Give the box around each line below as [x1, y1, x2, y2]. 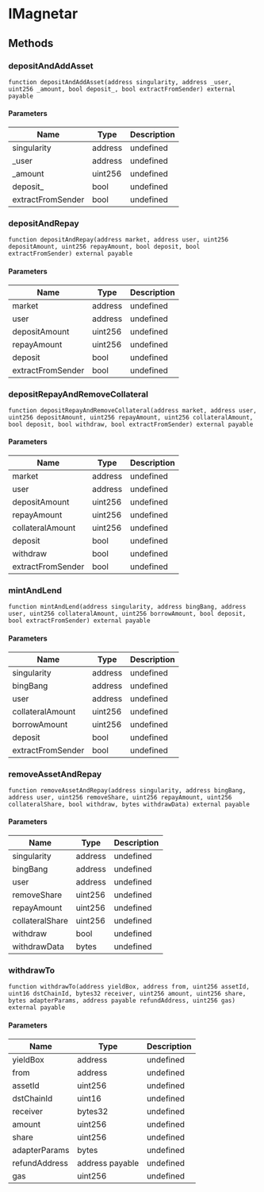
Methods [8, 37, 54, 50]
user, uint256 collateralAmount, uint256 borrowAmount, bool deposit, [8, 610, 247, 618]
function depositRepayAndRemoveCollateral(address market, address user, [8, 406, 258, 414]
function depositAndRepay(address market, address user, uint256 [8, 236, 228, 244]
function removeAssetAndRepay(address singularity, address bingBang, [8, 786, 247, 795]
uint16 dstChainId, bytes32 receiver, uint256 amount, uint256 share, [8, 990, 247, 998]
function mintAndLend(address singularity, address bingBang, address [8, 603, 247, 611]
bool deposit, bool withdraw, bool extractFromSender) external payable [8, 420, 254, 428]
